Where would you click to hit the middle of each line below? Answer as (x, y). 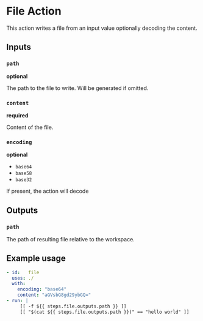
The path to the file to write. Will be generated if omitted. (77, 88)
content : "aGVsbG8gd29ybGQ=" (54, 295)
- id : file (23, 272)
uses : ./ (23, 278)
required (17, 115)
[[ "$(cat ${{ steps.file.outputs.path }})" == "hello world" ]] (105, 312)
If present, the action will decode (48, 191)
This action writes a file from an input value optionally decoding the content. (102, 28)
